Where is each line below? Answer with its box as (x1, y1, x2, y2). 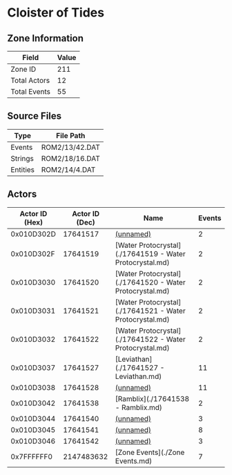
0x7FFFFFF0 (10, 452, 53, 461)
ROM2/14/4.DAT (41, 164, 96, 174)
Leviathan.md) (115, 371, 162, 381)
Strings (10, 153, 35, 163)
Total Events (10, 87, 50, 96)
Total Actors (10, 76, 50, 85)
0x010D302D (10, 229, 57, 239)
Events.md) (115, 456, 153, 465)
